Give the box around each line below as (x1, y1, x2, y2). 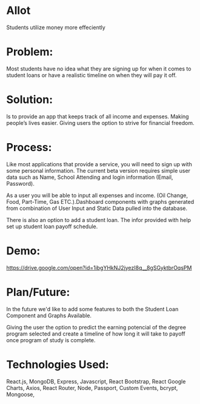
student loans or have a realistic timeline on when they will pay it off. (6, 71, 177, 79)
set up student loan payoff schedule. (6, 223, 98, 230)
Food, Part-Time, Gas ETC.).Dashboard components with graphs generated (6, 198, 195, 205)
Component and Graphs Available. (6, 312, 92, 319)
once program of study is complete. (6, 336, 96, 343)
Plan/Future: (6, 285, 70, 299)
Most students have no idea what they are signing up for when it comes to (6, 65, 192, 72)
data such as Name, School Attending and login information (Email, (6, 173, 173, 181)
